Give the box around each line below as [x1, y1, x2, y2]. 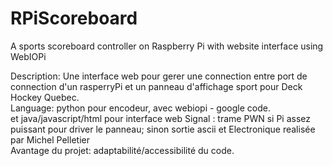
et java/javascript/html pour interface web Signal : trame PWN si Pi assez [10, 112, 311, 124]
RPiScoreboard [10, 7, 138, 30]
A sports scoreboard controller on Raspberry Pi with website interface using [10, 40, 324, 52]
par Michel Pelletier [10, 133, 90, 146]
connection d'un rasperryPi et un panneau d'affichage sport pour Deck [10, 80, 303, 92]
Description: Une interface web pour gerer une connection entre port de [10, 70, 308, 82]
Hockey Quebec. [10, 91, 80, 103]
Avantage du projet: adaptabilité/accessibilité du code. [10, 144, 235, 156]
